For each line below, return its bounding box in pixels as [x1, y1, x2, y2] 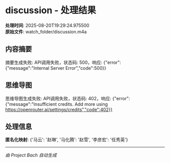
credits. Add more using [58, 101, 108, 107]
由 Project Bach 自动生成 [5, 152, 57, 158]
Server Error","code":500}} [50, 65, 106, 71]
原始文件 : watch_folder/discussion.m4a [5, 28, 87, 34]
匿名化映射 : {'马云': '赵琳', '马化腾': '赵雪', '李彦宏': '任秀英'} [5, 137, 128, 143]
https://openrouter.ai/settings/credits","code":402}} [5, 106, 113, 112]
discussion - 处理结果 [5, 5, 96, 16]
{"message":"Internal [5, 65, 50, 71]
